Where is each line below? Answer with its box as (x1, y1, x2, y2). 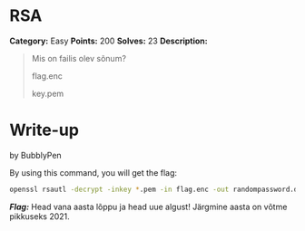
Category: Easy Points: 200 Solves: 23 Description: (9, 35, 208, 46)
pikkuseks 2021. (9, 210, 70, 222)
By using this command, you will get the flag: (9, 167, 178, 178)
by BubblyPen (9, 149, 62, 160)
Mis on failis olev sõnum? (31, 53, 127, 63)
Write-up (9, 120, 80, 140)
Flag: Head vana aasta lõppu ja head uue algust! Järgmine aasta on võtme (9, 201, 288, 212)
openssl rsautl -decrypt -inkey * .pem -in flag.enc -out (9, 185, 230, 194)
